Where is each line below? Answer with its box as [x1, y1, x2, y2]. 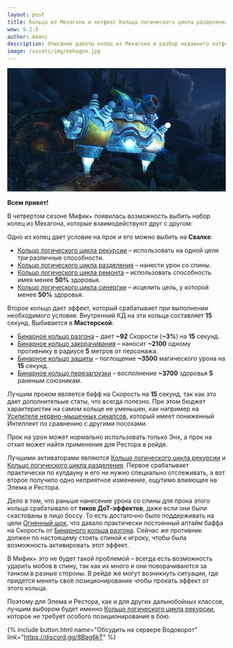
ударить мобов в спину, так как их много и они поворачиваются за [7, 561, 207, 570]
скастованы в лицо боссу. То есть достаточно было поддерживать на [7, 511, 214, 520]
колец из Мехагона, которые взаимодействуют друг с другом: [7, 219, 193, 227]
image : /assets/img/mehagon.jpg [7, 48, 101, 55]
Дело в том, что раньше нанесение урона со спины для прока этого [7, 497, 210, 505]
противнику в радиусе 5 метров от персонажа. [17, 347, 158, 355]
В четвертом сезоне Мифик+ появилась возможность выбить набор [7, 212, 211, 220]
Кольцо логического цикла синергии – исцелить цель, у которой [17, 283, 209, 291]
